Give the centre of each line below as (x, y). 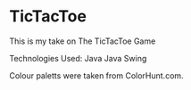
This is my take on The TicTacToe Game (83, 41)
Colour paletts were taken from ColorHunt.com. (97, 75)
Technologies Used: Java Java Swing (78, 58)
